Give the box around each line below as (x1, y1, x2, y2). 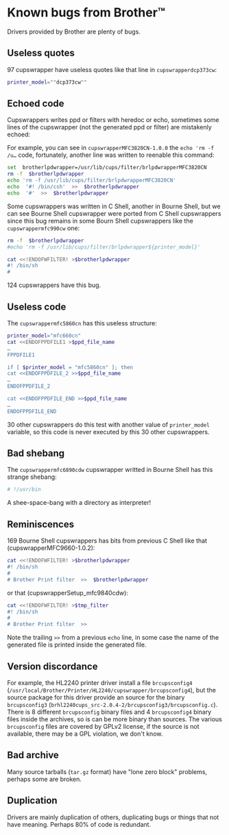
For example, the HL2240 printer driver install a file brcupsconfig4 (7, 678, 193, 686)
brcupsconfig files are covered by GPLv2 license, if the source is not (7, 722, 200, 730)
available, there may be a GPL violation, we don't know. (7, 730, 163, 738)
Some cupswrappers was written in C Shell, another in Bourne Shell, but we (7, 202, 221, 210)
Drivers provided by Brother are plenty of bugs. (7, 27, 141, 36)
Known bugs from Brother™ (7, 5, 166, 21)
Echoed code (7, 98, 64, 110)
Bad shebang (7, 447, 65, 460)
